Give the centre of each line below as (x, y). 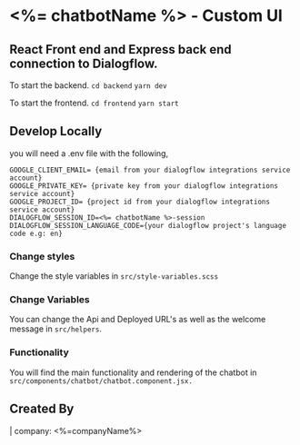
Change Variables (50, 300)
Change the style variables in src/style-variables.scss (114, 276)
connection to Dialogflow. (84, 63)
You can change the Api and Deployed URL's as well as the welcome (138, 320)
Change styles (42, 256)
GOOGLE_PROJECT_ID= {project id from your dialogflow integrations (140, 202)
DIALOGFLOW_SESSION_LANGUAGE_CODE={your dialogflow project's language (148, 225)
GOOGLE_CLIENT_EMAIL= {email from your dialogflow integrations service (150, 170)
